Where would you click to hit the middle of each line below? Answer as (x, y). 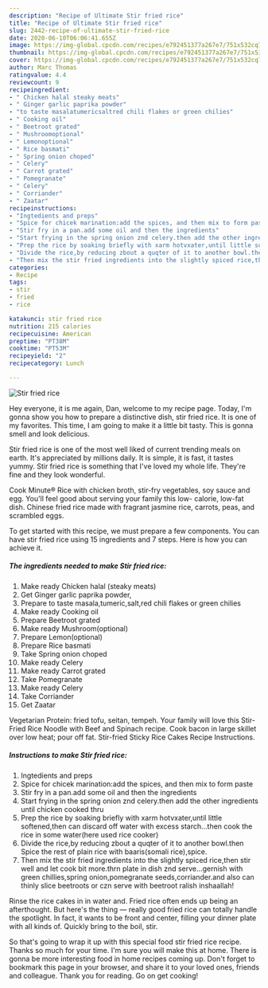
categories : (29, 268)
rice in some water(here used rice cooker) (89, 834)
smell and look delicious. (49, 433)
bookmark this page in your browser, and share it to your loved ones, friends (134, 967)
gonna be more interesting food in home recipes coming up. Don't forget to (132, 959)
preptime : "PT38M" (39, 341)
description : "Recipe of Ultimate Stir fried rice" (96, 16)
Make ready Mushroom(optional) (74, 628)
